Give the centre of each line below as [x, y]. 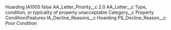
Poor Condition [21, 23]
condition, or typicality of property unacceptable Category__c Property [80, 12]
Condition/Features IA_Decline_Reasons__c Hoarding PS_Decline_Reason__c [86, 18]
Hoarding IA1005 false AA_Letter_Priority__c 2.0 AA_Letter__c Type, [76, 7]
